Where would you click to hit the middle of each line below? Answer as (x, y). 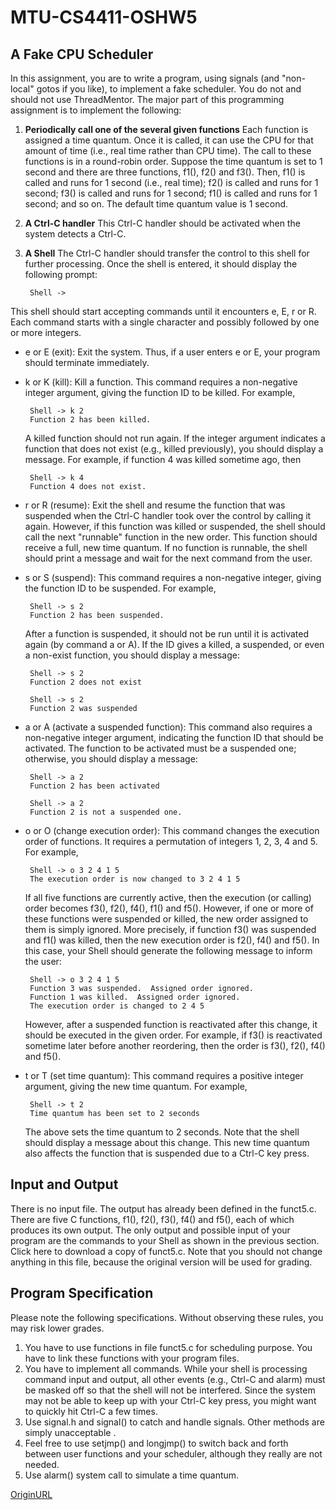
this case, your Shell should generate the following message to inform (168, 950)
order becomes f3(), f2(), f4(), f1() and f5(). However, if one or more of (169, 908)
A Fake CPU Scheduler (82, 54)
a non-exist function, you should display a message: (132, 655)
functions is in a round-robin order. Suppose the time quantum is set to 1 (173, 161)
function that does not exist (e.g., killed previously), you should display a (174, 449)
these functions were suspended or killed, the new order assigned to (166, 919)
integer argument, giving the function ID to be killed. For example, (160, 392)
